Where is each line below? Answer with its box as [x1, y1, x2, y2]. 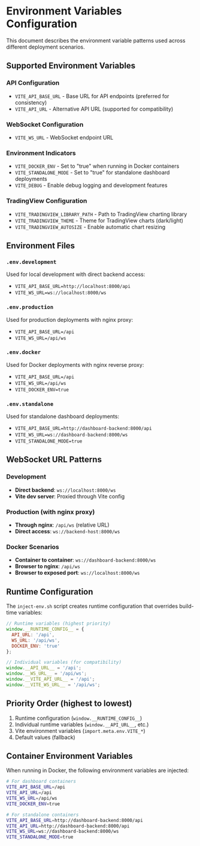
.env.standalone [6, 400, 54, 407]
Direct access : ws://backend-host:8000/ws [14, 528, 120, 535]
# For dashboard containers [6, 779, 77, 785]
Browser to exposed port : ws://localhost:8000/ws [14, 569, 140, 577]
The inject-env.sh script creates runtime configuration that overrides [6, 602, 178, 610]
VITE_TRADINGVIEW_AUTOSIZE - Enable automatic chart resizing [14, 223, 166, 230]
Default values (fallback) [14, 734, 76, 741]
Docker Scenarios [6, 543, 60, 551]
